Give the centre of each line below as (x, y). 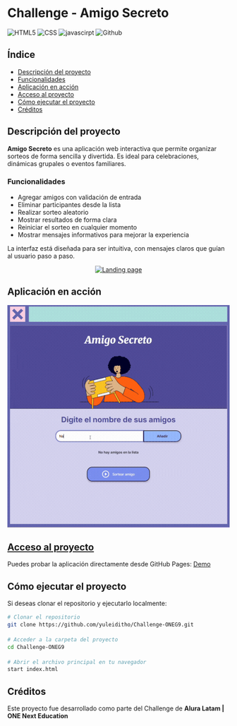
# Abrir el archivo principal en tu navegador (77, 662)
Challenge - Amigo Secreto (88, 13)
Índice (21, 55)
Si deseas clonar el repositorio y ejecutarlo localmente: (87, 603)
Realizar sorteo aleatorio (53, 212)
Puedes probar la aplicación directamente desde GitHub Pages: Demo (109, 564)
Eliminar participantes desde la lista (69, 204)
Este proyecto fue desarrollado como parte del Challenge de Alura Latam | (116, 708)
